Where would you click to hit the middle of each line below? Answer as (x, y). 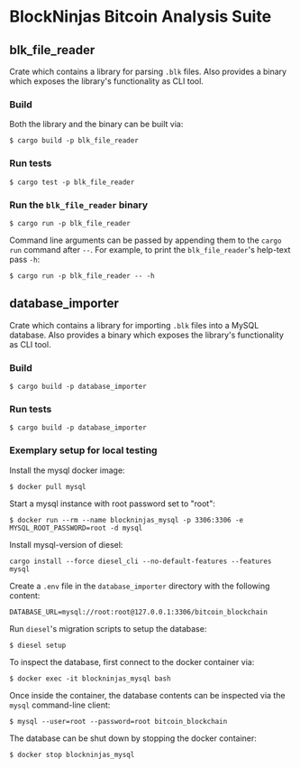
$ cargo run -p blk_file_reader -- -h (82, 276)
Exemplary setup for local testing (83, 450)
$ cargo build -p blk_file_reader (74, 141)
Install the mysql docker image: (67, 470)
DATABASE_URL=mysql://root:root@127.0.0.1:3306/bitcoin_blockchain (139, 612)
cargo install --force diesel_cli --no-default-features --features (141, 561)
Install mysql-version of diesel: (66, 544)
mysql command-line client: (60, 705)
